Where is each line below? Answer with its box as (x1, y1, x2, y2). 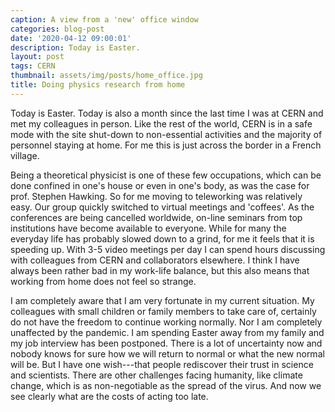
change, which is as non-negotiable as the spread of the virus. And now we (10, 379, 322, 391)
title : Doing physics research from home (10, 80, 186, 90)
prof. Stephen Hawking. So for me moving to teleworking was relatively (10, 190, 303, 202)
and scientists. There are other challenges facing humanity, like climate (10, 369, 303, 381)
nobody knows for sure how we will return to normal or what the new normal (10, 347, 325, 360)
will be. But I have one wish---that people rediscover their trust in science (10, 358, 314, 370)
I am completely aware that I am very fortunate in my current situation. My (10, 294, 315, 306)
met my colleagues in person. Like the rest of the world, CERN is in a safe (10, 117, 313, 130)
